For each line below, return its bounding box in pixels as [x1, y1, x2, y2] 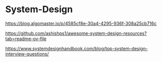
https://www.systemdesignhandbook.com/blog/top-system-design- [5, 45, 148, 51]
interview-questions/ [5, 51, 49, 57]
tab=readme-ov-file [5, 36, 47, 42]
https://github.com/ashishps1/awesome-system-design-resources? [5, 30, 147, 36]
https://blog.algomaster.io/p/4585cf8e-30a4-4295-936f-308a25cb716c [5, 20, 157, 26]
